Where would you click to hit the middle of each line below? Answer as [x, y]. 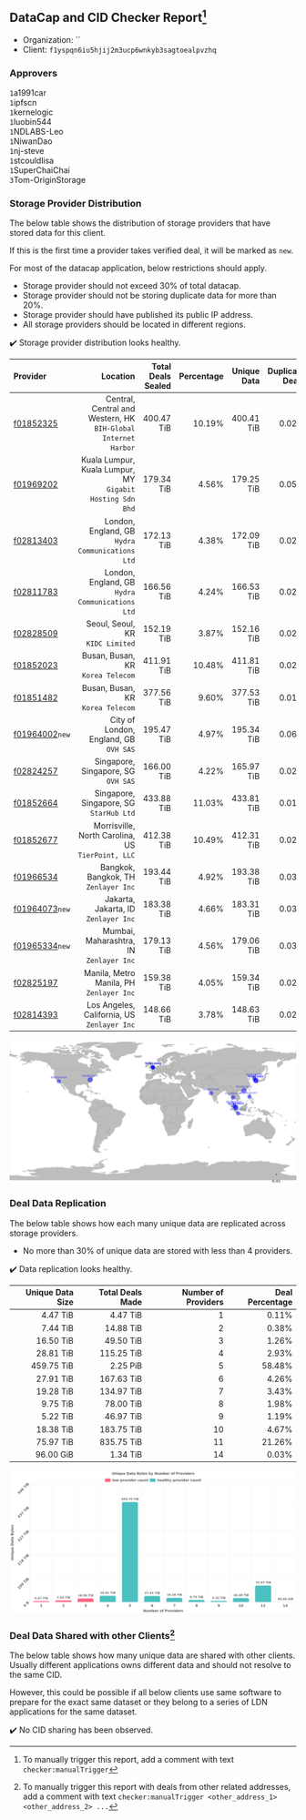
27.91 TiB [55, 1378]
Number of [203, 1293]
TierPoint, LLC [107, 855]
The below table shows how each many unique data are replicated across [148, 1223]
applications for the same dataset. [73, 1712]
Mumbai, [119, 931]
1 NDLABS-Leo [36, 132]
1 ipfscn [23, 103]
